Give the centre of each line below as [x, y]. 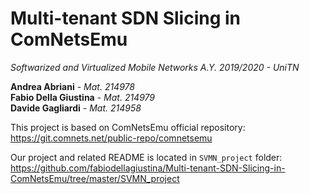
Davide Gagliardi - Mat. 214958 [76, 108]
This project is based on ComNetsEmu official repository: [128, 127]
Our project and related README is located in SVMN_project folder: [146, 157]
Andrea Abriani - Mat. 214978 [72, 86]
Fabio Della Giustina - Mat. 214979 [83, 97]
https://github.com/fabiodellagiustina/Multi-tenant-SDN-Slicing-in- [148, 168]
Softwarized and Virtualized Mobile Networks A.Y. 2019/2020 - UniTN [155, 67]
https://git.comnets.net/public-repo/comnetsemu [111, 138]
